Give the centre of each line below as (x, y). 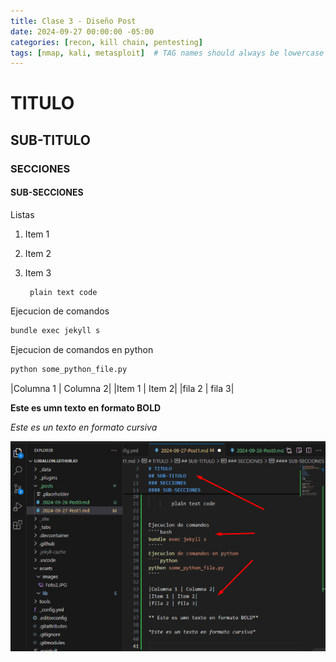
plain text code (63, 292)
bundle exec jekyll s (55, 330)
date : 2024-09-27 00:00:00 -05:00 (82, 31)
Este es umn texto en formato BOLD (86, 407)
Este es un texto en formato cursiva (84, 427)
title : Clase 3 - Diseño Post (73, 21)
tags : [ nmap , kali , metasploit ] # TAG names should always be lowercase (167, 53)
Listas (22, 214)
